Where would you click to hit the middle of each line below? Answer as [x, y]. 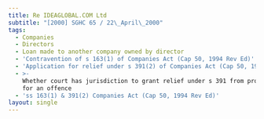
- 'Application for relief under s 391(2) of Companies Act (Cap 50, [131, 67]
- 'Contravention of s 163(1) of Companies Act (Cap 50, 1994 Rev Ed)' [135, 59]
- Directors [35, 45]
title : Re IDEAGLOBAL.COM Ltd [58, 15]
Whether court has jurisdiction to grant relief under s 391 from [133, 81]
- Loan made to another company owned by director [100, 52]
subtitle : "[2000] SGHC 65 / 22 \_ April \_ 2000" [86, 23]
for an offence [47, 88]
